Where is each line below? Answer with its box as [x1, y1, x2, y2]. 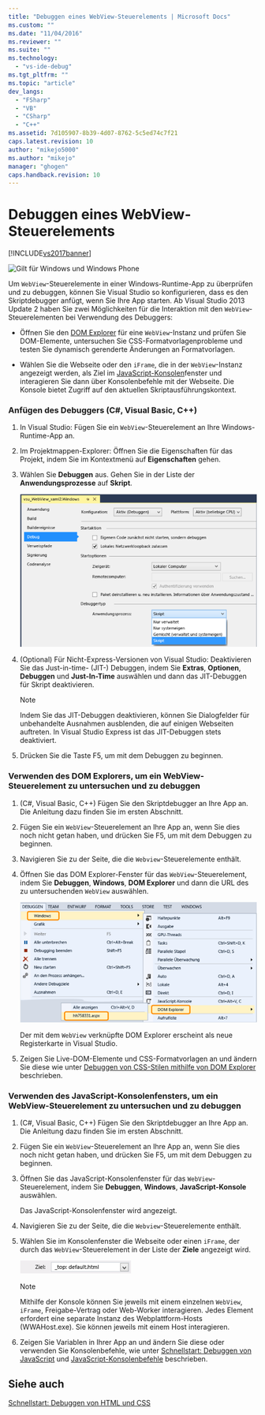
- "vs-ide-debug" [15, 63, 73, 71]
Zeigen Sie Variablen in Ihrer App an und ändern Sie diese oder [19, 1338, 225, 1347]
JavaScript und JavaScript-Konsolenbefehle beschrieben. [19, 1354, 208, 1364]
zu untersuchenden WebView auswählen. [19, 886, 149, 895]
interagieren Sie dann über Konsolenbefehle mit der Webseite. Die [19, 377, 235, 386]
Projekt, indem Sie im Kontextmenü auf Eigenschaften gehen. [19, 454, 221, 465]
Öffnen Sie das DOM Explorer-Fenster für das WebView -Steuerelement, [19, 869, 247, 879]
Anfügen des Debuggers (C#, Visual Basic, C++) [8, 405, 197, 416]
